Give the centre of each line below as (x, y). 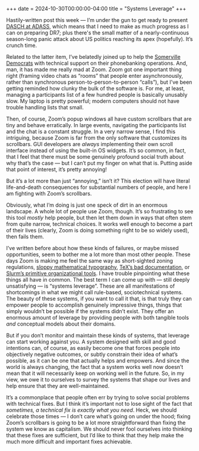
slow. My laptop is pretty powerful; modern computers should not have (93, 101)
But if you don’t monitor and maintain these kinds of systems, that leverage (98, 335)
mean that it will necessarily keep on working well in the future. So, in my (95, 373)
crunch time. (22, 45)
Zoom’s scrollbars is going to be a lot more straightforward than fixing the (96, 422)
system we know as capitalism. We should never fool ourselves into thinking (99, 429)
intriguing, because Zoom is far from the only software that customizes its (97, 138)
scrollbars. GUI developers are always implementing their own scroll (90, 144)
